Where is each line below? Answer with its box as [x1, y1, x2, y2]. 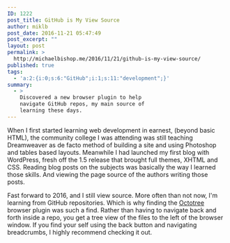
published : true [7, 62, 54, 69]
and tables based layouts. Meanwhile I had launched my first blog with [7, 148, 210, 156]
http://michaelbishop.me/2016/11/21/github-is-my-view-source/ [13, 56, 201, 62]
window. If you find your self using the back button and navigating [7, 220, 197, 229]
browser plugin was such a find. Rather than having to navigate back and [7, 206, 217, 214]
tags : [7, 68, 23, 75]
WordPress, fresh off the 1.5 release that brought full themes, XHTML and [7, 156, 218, 164]
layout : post [7, 42, 45, 49]
